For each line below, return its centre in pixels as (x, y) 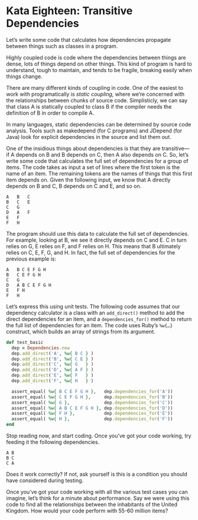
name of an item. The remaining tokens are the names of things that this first (99, 173)
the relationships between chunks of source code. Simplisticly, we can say (97, 100)
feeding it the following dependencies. (53, 442)
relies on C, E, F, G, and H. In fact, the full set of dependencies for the (91, 252)
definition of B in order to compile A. (50, 113)
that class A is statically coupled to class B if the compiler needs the (89, 106)
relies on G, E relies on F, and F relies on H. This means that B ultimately (94, 246)
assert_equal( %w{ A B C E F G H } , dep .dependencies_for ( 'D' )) (92, 408)
